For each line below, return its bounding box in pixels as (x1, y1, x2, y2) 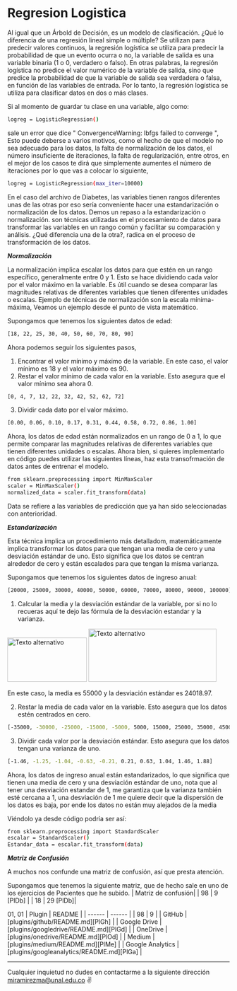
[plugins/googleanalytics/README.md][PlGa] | (7, 948, 142, 956)
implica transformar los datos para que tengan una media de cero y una (7, 544, 216, 552)
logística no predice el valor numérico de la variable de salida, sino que (7, 66, 214, 74)
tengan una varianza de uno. (17, 744, 101, 753)
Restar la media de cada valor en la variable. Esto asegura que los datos (17, 702, 227, 711)
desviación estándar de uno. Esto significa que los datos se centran (7, 552, 205, 560)
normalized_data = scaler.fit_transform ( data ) (7, 489, 147, 497)
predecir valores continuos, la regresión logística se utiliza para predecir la (7, 43, 224, 52)
